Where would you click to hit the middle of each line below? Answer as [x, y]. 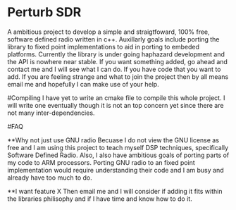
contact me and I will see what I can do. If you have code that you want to [114, 69]
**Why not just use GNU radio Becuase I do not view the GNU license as [113, 140]
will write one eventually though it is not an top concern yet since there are [116, 105]
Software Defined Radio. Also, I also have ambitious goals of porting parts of [118, 155]
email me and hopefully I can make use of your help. [83, 84]
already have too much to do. [50, 178]
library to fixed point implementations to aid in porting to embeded [103, 47]
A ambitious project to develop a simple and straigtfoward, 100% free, [108, 32]
